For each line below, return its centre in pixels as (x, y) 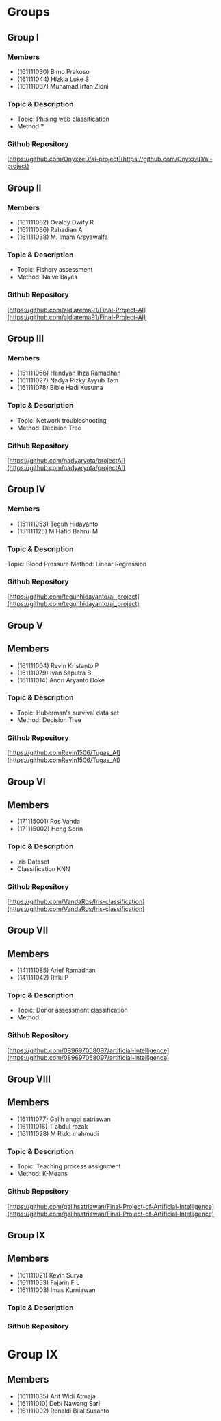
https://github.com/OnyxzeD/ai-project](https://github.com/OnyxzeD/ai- (111, 159)
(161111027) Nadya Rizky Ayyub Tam (68, 380)
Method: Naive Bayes (47, 277)
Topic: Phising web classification (63, 119)
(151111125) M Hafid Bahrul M (57, 531)
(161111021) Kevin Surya (50, 1275)
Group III (26, 339)
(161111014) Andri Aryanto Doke (61, 680)
